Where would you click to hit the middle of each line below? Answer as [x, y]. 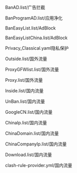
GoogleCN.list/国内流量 [29, 112]
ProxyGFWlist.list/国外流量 [32, 69]
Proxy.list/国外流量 [24, 80]
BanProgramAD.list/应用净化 [34, 18]
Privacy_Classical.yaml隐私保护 [37, 48]
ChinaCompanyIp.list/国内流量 [36, 144]
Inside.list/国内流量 [24, 91]
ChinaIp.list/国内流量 [26, 123]
